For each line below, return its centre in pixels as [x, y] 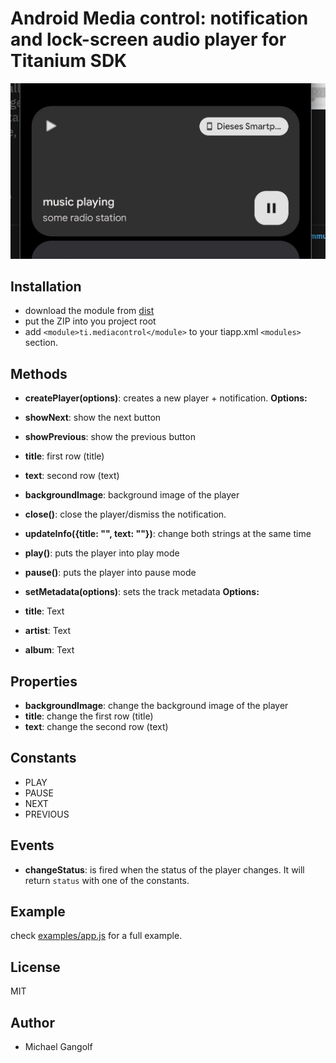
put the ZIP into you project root [90, 321]
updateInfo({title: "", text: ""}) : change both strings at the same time [168, 534]
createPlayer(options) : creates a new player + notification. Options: [166, 398]
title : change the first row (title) [89, 716]
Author [32, 1022]
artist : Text [48, 631]
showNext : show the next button [93, 418]
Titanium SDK [69, 61]
